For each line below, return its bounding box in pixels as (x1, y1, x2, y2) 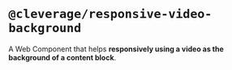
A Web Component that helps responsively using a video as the (8, 43, 225, 54)
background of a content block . (8, 52, 117, 62)
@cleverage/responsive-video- (8, 6, 213, 22)
